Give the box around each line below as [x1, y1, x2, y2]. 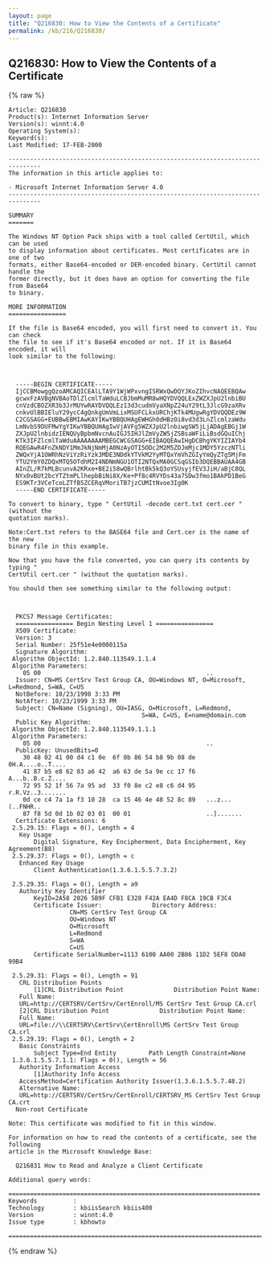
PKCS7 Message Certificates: [15, 613, 113, 621]
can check [8, 331, 42, 339]
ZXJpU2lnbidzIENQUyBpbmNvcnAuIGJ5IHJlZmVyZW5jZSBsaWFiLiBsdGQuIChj [15, 430, 247, 438]
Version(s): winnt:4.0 [8, 120, 84, 129]
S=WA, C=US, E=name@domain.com [141, 711, 247, 720]
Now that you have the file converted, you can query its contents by [8, 557, 250, 565]
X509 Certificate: [15, 627, 78, 636]
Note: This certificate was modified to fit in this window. [8, 1120, 218, 1128]
